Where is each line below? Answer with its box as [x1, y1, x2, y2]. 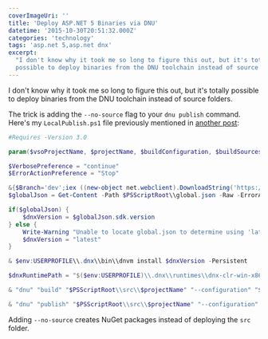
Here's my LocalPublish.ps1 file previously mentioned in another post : [8, 117, 239, 128]
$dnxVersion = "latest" [22, 235, 102, 243]
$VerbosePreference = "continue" [8, 162, 120, 170]
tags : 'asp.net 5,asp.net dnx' [8, 41, 112, 49]
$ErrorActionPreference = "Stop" [8, 169, 120, 178]
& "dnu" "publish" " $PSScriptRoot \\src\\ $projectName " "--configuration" [8, 300, 259, 308]
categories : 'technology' [8, 34, 94, 42]
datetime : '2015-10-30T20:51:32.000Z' [8, 26, 137, 34]
